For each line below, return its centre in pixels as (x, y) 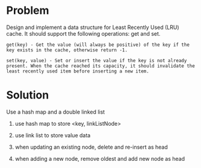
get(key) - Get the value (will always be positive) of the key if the (98, 45)
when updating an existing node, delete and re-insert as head (91, 147)
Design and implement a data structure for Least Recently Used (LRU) (93, 27)
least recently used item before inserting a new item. (78, 71)
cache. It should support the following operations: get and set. (83, 33)
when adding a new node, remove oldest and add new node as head (100, 158)
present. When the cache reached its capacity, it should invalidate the (101, 66)
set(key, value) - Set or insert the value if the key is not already (97, 60)
